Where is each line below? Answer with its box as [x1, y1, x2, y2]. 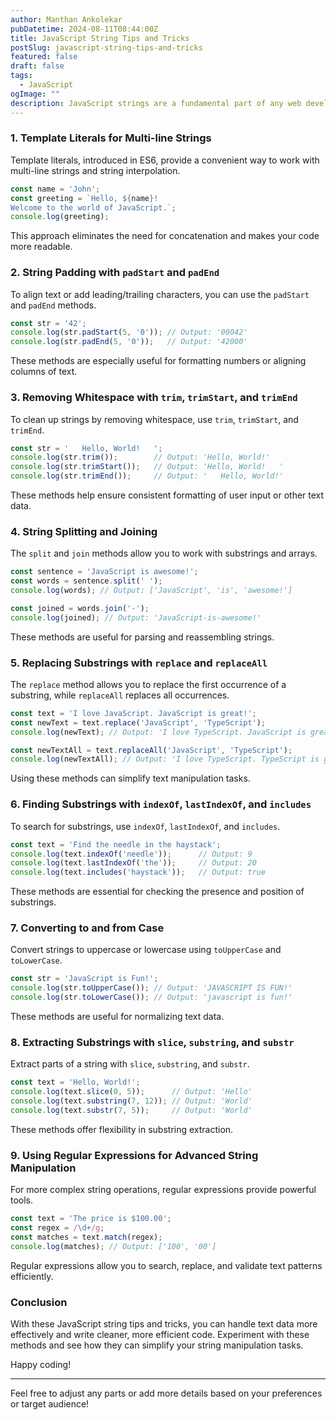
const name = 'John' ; [10, 184, 101, 194]
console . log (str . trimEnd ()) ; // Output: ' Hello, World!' [10, 471, 284, 481]
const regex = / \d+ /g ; [10, 1223, 105, 1233]
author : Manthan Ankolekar [10, 14, 123, 25]
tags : [10, 71, 33, 81]
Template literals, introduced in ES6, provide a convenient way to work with [10, 154, 320, 166]
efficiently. [10, 1270, 54, 1282]
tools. [10, 1194, 34, 1206]
